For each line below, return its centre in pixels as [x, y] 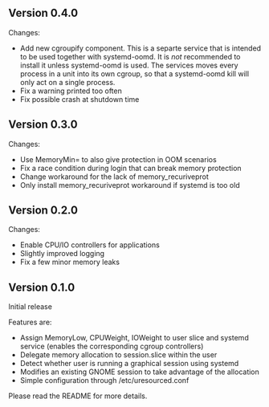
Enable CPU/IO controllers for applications [90, 245]
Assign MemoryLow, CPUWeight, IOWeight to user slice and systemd [134, 338]
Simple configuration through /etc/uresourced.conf [104, 381]
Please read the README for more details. [78, 396]
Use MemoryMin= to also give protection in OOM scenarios [118, 159]
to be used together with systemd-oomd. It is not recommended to [130, 56]
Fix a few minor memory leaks [70, 262]
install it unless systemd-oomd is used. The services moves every [129, 65]
